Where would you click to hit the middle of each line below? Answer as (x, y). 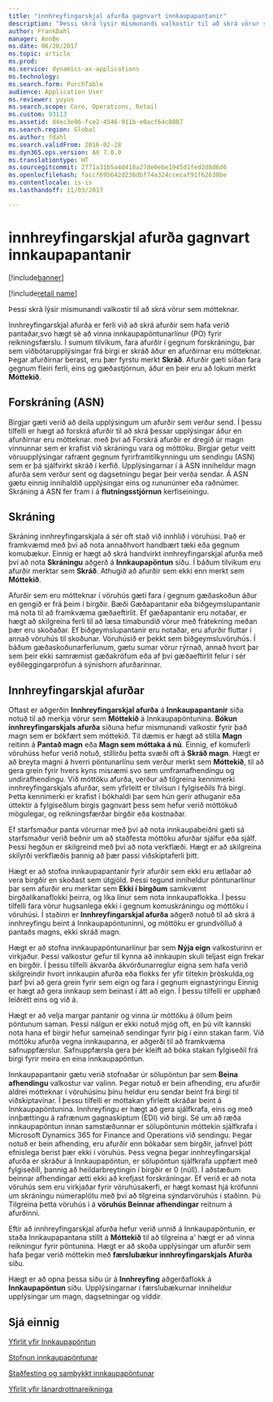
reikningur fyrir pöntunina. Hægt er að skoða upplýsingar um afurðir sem (130, 1246)
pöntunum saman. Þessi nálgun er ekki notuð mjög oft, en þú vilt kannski (130, 1024)
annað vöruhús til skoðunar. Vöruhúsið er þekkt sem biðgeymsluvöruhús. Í (132, 639)
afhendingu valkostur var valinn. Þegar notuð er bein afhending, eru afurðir (134, 1083)
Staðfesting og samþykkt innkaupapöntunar (82, 1373)
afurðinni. (24, 1213)
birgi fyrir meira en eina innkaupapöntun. (76, 1059)
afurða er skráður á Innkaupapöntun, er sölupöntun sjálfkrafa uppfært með (133, 1161)
